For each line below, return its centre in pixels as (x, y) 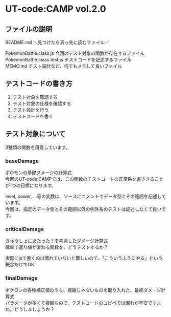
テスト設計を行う (31, 110)
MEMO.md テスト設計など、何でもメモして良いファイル (64, 66)
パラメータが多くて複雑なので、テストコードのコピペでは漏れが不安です (81, 303)
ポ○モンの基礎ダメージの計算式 (39, 173)
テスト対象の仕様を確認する (42, 103)
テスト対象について (35, 134)
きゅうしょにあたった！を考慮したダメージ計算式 (57, 241)
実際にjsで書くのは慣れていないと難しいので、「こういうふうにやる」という (84, 258)
